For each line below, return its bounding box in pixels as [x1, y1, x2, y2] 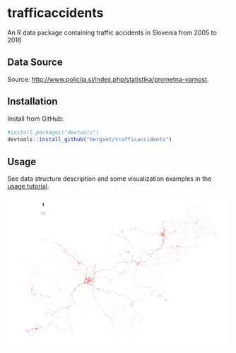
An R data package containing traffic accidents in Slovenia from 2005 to [7, 28, 217, 37]
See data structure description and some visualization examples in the [7, 174, 212, 183]
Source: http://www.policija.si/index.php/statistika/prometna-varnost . [7, 75, 210, 83]
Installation [7, 95, 58, 107]
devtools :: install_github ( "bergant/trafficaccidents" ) [7, 136, 172, 143]
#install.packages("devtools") [7, 128, 100, 136]
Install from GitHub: [7, 114, 64, 123]
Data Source [7, 56, 63, 68]
